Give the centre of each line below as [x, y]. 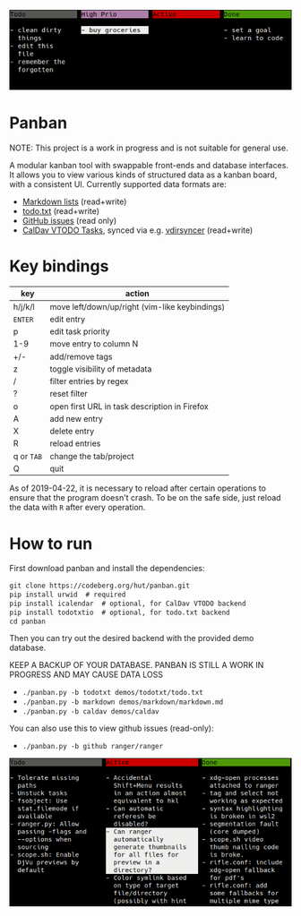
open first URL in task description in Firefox [129, 406]
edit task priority [80, 331]
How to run [51, 544]
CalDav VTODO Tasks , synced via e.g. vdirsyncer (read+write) [138, 230]
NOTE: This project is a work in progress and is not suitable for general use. [149, 148]
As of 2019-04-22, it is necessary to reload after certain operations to [138, 488]
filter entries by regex [89, 381]
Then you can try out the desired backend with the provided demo [132, 638]
